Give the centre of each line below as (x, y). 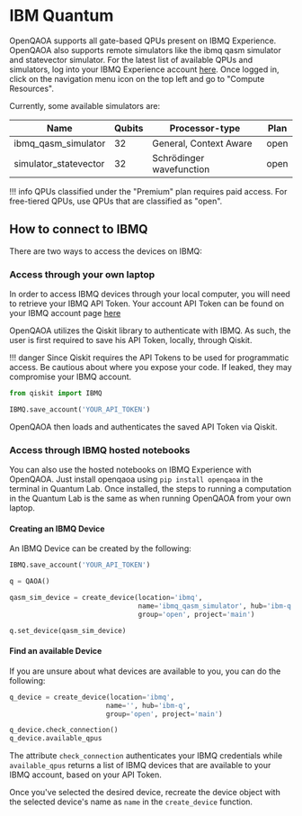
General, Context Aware (203, 143)
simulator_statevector (59, 163)
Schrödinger (178, 158)
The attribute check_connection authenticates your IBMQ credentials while (146, 756)
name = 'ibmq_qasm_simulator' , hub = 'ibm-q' (217, 606)
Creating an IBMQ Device (57, 529)
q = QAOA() (30, 582)
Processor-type (205, 128)
